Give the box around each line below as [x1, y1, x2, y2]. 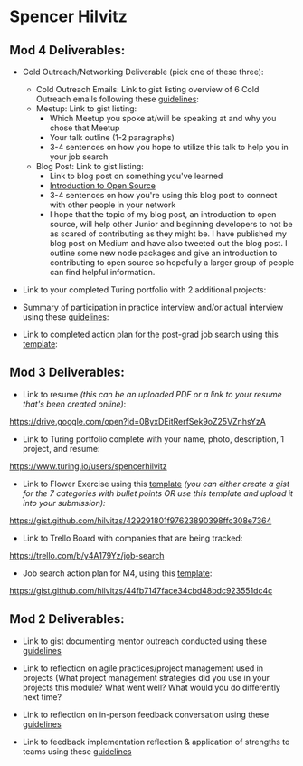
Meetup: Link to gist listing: [35, 103, 137, 114]
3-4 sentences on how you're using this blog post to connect [49, 190, 278, 200]
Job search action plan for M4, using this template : [22, 568, 213, 579]
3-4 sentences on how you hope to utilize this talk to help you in [49, 142, 289, 152]
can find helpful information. [49, 267, 156, 277]
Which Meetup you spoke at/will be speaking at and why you [49, 113, 277, 123]
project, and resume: [22, 443, 100, 454]
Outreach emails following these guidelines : [35, 93, 199, 104]
